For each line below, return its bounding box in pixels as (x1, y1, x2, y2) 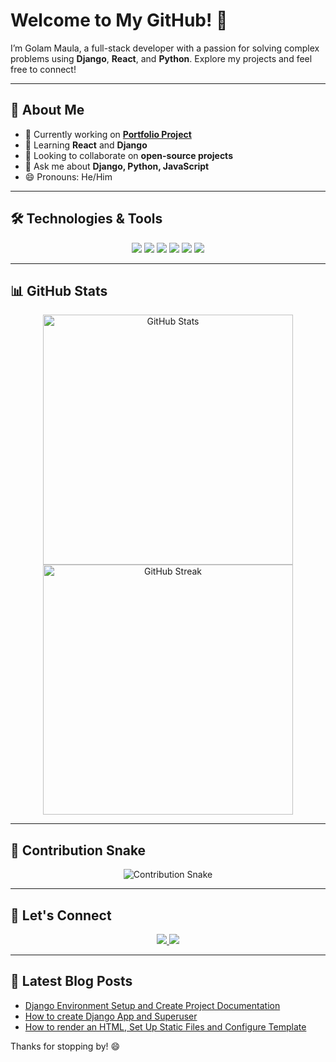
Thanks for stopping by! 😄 (10, 1040, 121, 1052)
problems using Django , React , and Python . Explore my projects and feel (10, 52, 313, 64)
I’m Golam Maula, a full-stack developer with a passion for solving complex (10, 42, 320, 54)
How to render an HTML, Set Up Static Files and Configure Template (24, 1020, 307, 1033)
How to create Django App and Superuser (24, 1010, 198, 1022)
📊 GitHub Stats (10, 282, 108, 299)
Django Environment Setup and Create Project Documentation (24, 999, 281, 1011)
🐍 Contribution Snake (10, 842, 147, 859)
